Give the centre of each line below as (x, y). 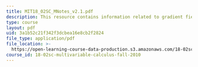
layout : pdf (21, 28)
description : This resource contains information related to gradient (95, 17)
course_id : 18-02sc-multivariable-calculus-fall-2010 (74, 55)
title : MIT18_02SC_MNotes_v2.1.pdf (50, 11)
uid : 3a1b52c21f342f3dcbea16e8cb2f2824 (55, 33)
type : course (22, 22)
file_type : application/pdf (41, 38)
